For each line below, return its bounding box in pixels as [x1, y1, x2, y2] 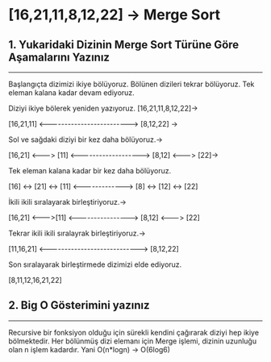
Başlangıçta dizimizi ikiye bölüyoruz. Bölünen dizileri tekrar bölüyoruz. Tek [8, 79, 255, 89]
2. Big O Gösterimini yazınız [8, 298, 151, 312]
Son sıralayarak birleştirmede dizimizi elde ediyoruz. [8, 260, 182, 269]
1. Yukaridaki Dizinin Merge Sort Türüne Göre [8, 38, 240, 52]
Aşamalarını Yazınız [8, 50, 110, 64]
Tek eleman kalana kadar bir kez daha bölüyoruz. [8, 166, 172, 175]
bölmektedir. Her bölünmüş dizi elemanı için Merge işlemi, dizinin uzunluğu [8, 336, 256, 346]
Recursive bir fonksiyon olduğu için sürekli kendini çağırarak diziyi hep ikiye [8, 327, 260, 337]
